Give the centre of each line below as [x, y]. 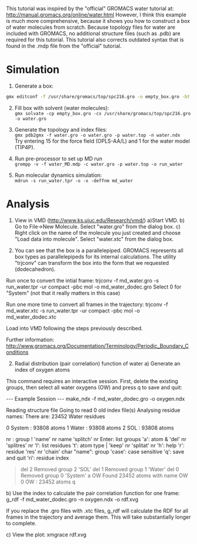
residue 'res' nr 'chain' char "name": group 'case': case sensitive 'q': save [95, 451]
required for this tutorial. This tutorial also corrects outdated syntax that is [95, 40]
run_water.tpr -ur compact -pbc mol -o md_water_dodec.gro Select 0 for [94, 287]
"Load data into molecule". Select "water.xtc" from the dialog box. [94, 239]
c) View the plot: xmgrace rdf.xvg [46, 535]
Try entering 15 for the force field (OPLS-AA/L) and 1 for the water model [102, 141]
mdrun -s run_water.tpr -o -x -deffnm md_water [74, 181]
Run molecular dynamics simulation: [58, 175]
